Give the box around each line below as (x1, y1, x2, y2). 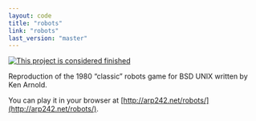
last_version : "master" (8, 34, 88, 42)
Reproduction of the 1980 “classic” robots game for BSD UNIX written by (8, 71, 249, 81)
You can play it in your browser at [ (8, 95, 124, 105)
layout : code (8, 11, 52, 20)
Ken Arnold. (8, 80, 48, 90)
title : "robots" (8, 19, 63, 27)
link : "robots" (8, 26, 59, 34)
